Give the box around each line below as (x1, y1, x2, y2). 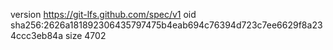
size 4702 (64, 30, 107, 41)
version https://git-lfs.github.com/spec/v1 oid (10, 9, 197, 20)
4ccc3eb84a (10, 30, 63, 41)
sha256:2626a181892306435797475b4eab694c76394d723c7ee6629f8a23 (10, 19, 323, 31)
